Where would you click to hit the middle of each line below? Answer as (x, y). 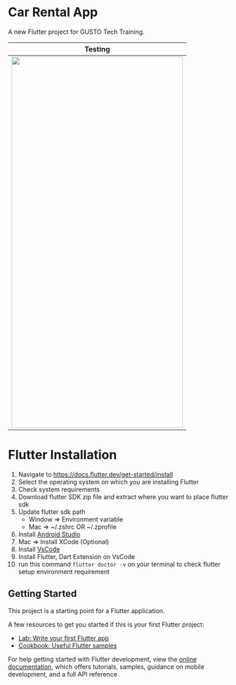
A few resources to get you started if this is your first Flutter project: (106, 624)
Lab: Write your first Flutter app (64, 638)
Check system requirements (59, 489)
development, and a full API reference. (64, 674)
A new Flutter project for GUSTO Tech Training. (76, 32)
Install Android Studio (49, 534)
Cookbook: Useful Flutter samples (67, 646)
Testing (97, 49)
